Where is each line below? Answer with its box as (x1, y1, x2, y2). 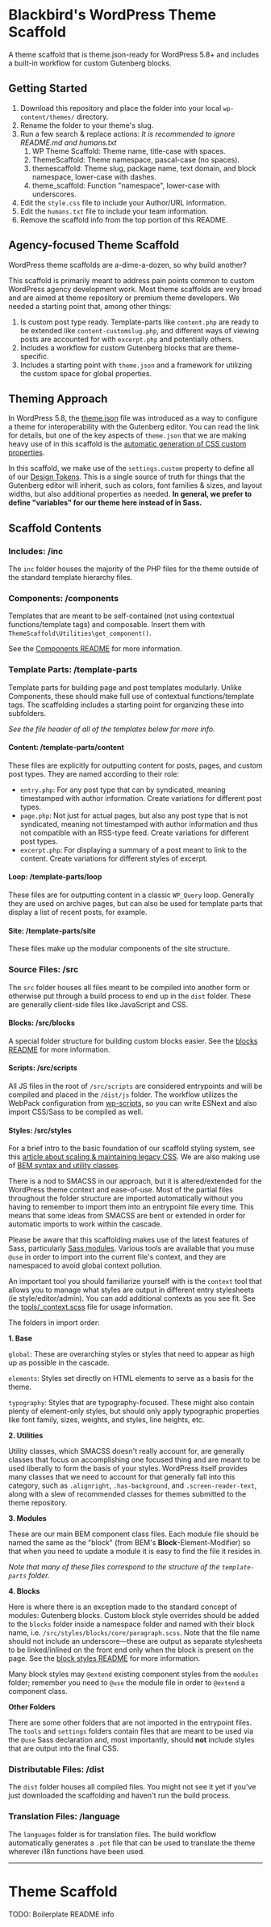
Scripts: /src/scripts (8, 1063, 78, 1073)
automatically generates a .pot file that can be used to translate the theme (8, 1838, 256, 1848)
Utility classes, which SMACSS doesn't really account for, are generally (8, 1446, 244, 1456)
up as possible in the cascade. (8, 1357, 110, 1368)
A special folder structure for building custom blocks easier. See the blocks (8, 1035, 258, 1045)
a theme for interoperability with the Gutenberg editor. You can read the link (8, 422, 260, 432)
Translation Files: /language (8, 1811, 121, 1822)
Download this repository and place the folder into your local (19, 103, 222, 112)
